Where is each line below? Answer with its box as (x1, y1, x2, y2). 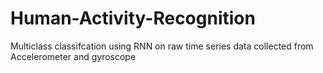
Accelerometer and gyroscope (10, 50, 137, 62)
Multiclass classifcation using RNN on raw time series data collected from (10, 40, 314, 52)
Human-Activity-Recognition (10, 7, 256, 30)
